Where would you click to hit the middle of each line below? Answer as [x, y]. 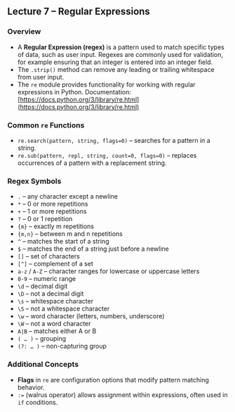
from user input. [41, 77]
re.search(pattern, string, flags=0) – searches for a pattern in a [114, 140]
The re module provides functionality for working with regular [106, 85]
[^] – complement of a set [55, 264]
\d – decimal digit [42, 286]
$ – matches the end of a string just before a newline [93, 249]
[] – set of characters [49, 256]
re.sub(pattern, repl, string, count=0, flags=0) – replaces [107, 155]
